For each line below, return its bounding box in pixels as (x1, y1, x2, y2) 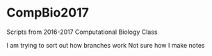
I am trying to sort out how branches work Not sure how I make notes (6, 41, 205, 49)
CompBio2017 (6, 5, 90, 21)
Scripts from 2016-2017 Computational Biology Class (6, 28, 158, 36)
